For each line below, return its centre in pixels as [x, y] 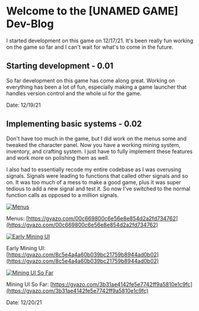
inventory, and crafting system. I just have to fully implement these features [99, 151]
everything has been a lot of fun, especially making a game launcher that [96, 87]
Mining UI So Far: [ [29, 284]
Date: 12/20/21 [24, 302]
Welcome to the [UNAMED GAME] [92, 11]
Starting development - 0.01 [60, 66]
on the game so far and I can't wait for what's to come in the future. [90, 47]
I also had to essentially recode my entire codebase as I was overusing [94, 169]
